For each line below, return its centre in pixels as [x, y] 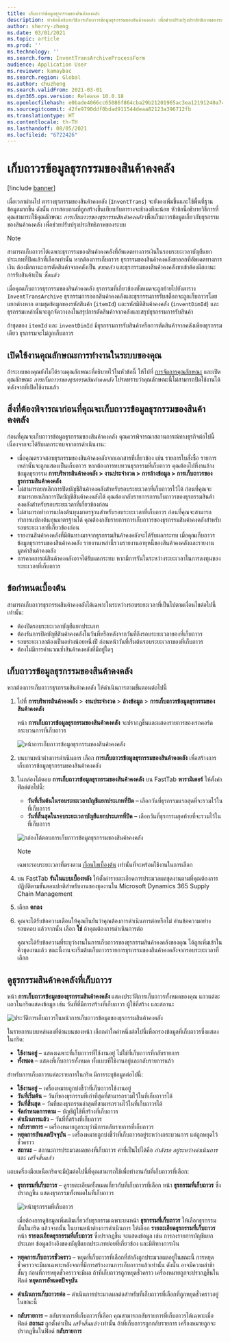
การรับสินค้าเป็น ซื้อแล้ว [33, 275]
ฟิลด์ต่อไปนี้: [31, 787]
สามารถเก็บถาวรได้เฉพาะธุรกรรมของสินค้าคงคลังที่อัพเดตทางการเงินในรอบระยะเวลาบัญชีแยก [110, 252]
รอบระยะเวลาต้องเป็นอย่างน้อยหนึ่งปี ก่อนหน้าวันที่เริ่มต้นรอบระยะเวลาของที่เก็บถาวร [110, 641]
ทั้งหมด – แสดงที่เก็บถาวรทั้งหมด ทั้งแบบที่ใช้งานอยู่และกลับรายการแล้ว [95, 1061]
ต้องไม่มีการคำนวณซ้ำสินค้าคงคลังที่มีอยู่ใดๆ [65, 649]
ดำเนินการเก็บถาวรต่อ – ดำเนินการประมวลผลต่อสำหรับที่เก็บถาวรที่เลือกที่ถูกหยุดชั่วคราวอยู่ [118, 1294]
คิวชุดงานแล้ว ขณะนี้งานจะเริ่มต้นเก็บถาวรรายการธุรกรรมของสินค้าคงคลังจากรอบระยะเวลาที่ [118, 950]
